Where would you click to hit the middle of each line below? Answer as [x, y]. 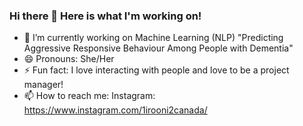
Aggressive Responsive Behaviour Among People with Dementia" [158, 48]
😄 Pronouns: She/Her [69, 59]
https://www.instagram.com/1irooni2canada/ [115, 110]
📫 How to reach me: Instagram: [89, 96]
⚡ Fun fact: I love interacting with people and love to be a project [156, 70]
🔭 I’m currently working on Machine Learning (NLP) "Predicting [153, 38]
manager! [43, 85]
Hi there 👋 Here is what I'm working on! [105, 16]
